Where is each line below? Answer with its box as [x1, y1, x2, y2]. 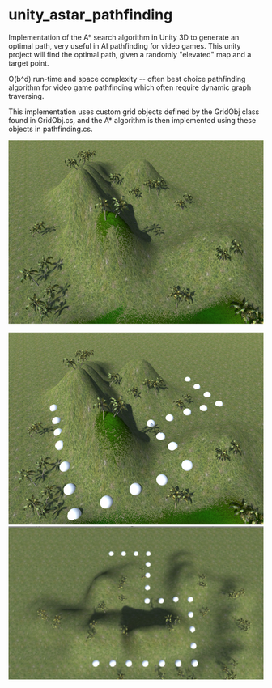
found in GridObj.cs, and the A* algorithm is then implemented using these [8, 115, 257, 125]
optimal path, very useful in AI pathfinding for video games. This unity [8, 40, 241, 50]
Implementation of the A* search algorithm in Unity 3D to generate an [8, 32, 240, 42]
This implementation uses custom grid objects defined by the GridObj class [8, 107, 260, 117]
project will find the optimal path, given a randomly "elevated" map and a [8, 49, 252, 59]
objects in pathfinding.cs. [8, 124, 93, 134]
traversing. [8, 91, 45, 100]
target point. [8, 58, 50, 68]
